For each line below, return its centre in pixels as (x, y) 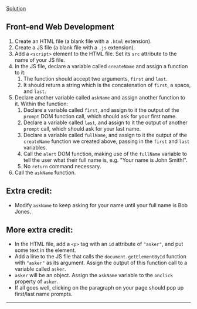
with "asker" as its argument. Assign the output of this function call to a (101, 263)
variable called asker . (40, 269)
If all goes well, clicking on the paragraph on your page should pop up (99, 288)
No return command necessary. (62, 166)
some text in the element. (45, 250)
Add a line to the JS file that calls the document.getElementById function (100, 257)
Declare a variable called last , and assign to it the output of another (105, 122)
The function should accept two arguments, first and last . (96, 78)
